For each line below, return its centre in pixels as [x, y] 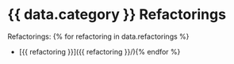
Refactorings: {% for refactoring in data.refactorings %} [98, 36]
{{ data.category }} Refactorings [117, 15]
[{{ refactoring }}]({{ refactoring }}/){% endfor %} [100, 51]
